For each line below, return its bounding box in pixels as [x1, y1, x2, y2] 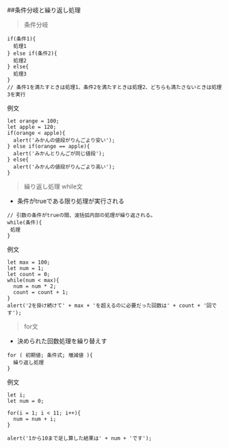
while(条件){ [7, 219, 42, 226]
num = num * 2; [13, 283, 57, 290]
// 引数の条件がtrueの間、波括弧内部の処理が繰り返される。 [7, 212, 156, 219]
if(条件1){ [7, 36, 36, 42]
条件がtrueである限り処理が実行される [16, 197, 124, 205]
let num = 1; [7, 265, 44, 272]
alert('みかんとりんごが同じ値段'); [13, 150, 105, 157]
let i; [7, 392, 26, 399]
